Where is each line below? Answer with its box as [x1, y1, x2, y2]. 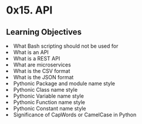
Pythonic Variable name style [13, 92, 84, 99]
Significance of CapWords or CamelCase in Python [13, 111, 137, 118]
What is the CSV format [13, 68, 70, 74]
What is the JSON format [13, 74, 74, 81]
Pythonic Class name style [13, 86, 78, 93]
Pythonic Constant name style [13, 105, 86, 112]
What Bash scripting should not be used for [13, 42, 119, 49]
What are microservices [13, 61, 72, 68]
